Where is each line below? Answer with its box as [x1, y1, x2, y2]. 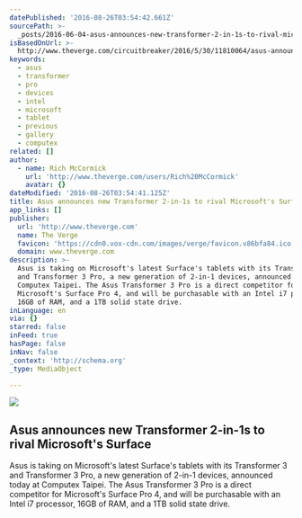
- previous [17, 122, 58, 131]
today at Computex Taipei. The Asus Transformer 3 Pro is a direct [9, 479, 252, 490]
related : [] [9, 147, 54, 156]
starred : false [9, 323, 67, 332]
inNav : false [9, 347, 58, 356]
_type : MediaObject [9, 364, 83, 373]
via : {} [9, 314, 39, 324]
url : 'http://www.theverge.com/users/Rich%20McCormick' [25, 172, 240, 181]
